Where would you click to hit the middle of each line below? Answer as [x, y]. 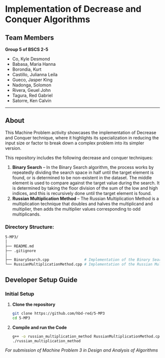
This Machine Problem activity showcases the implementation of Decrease [81, 132]
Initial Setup [20, 294]
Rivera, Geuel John [31, 90]
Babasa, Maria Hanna [34, 64]
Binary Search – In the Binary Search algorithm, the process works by [83, 167]
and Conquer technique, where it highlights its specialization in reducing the [82, 138]
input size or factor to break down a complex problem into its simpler [75, 143]
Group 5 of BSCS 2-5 [27, 49]
